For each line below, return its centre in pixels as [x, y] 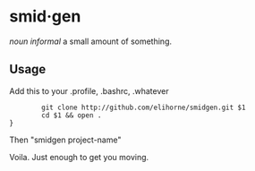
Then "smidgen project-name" [65, 140]
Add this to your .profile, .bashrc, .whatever [89, 90]
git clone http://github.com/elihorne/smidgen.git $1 [144, 107]
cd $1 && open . [72, 115]
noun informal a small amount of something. [91, 41]
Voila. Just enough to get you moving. [79, 157]
